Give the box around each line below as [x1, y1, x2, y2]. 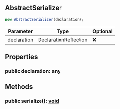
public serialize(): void [5, 98, 60, 105]
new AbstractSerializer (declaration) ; [5, 17, 84, 22]
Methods [5, 83, 33, 91]
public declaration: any [5, 68, 61, 74]
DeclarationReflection [38, 36, 88, 43]
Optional [92, 28, 113, 35]
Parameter [8, 28, 33, 35]
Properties [5, 53, 38, 61]
